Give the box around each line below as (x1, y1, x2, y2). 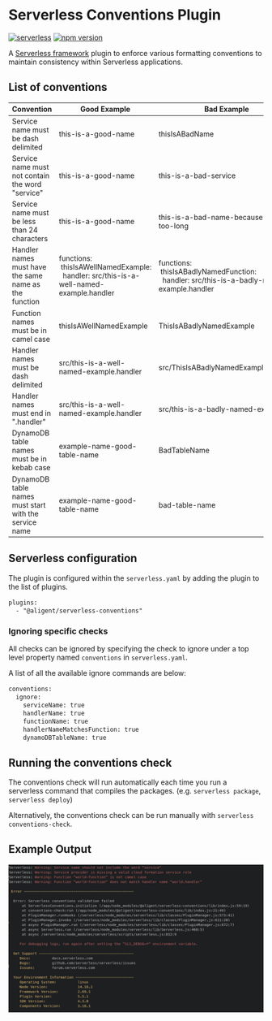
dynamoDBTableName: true (23, 733, 107, 742)
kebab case (11, 463, 51, 473)
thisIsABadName (158, 129, 215, 139)
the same (11, 270, 43, 281)
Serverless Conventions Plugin (8, 6, 221, 24)
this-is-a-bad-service (158, 171, 236, 180)
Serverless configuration (8, 552, 138, 565)
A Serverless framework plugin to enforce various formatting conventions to (8, 48, 262, 58)
